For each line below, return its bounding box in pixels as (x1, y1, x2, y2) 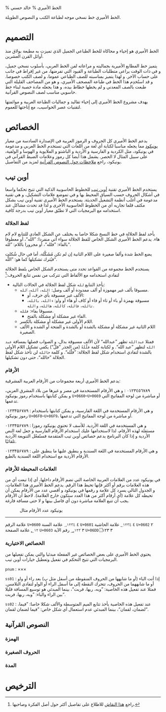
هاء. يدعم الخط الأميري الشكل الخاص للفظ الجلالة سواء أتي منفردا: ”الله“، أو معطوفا (5, 236, 160, 242)
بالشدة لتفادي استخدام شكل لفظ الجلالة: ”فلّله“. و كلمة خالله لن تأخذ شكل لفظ (5, 349, 152, 355)
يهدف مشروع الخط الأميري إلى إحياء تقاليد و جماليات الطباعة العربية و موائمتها (5, 99, 148, 104)
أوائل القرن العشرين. (5, 53, 43, 59)
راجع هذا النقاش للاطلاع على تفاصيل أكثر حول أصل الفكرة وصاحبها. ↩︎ (12, 701, 140, 707)
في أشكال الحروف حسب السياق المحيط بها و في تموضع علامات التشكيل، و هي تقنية (5, 191, 160, 198)
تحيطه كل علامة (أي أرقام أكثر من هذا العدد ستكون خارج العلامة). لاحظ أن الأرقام (5, 493, 153, 499)
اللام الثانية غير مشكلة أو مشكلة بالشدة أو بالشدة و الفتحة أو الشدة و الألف (19, 323, 156, 329)
